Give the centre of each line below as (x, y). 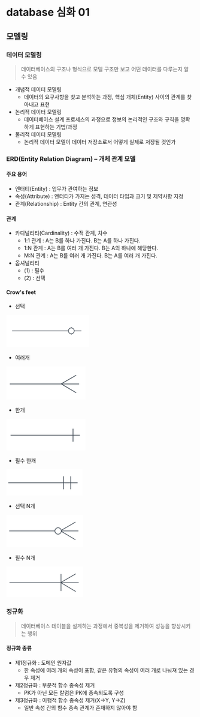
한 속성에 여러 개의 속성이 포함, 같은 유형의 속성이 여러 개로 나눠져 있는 (106, 670)
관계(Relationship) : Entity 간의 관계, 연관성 (66, 204)
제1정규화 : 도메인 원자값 (43, 662)
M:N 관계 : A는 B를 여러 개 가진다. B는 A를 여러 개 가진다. (90, 256)
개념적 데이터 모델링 (38, 89)
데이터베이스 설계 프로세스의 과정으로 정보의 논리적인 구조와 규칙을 (101, 119)
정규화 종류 (19, 648)
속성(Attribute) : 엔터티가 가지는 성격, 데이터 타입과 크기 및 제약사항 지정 (99, 196)
